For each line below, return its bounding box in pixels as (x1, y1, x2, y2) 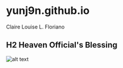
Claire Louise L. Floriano (6, 23, 65, 30)
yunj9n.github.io (6, 4, 90, 17)
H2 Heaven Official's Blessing (6, 40, 118, 50)
